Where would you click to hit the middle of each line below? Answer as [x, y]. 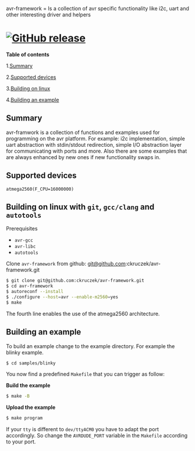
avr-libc [25, 247]
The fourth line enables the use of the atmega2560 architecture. [83, 314]
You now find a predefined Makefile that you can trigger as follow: [85, 374]
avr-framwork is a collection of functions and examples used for [83, 132]
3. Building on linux [28, 88]
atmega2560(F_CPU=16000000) [40, 189]
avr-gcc [24, 240]
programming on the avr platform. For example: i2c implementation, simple [95, 138]
